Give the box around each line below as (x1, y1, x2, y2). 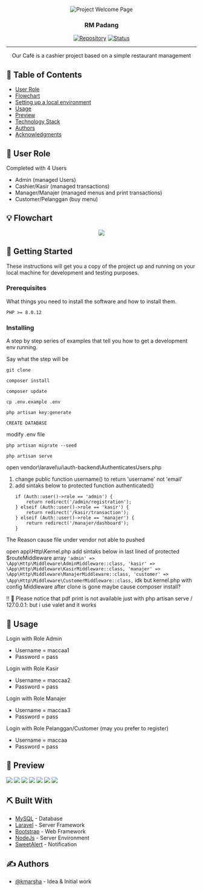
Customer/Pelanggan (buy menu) (14, 195, 98, 202)
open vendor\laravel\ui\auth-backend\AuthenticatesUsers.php (6, 464, 162, 471)
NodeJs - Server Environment (14, 834, 89, 841)
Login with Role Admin (6, 635, 62, 642)
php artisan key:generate (6, 410, 71, 416)
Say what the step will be (6, 355, 69, 363)
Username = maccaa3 (14, 706, 71, 713)
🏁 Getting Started (6, 246, 73, 257)
